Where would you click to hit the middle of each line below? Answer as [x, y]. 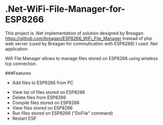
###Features [18, 73]
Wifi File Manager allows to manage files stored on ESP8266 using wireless [81, 58]
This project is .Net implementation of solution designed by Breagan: [75, 33]
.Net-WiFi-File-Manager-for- [65, 9]
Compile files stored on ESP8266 [46, 102]
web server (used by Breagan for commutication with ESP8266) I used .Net [81, 43]
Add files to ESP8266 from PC [43, 83]
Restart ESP [24, 118]
